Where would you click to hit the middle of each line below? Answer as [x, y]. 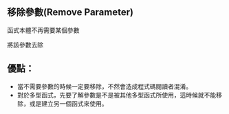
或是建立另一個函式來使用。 [68, 103]
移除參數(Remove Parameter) [70, 12]
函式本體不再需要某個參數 [43, 30]
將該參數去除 [25, 45]
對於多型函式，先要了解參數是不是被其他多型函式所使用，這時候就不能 [117, 95]
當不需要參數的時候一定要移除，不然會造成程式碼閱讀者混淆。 [105, 86]
